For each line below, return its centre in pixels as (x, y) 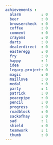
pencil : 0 (29, 103)
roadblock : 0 (29, 112)
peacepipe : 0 (29, 98)
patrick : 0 (29, 93)
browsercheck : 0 (29, 24)
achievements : (21, 10)
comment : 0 (29, 33)
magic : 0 (29, 75)
